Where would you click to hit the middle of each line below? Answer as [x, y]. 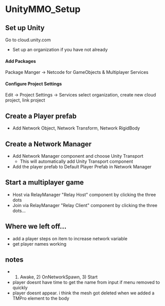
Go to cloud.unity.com [28, 40]
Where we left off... [36, 226]
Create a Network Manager [48, 144]
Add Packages [21, 61]
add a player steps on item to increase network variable [70, 238]
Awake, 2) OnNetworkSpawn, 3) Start [59, 277]
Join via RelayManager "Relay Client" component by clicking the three [85, 205]
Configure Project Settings [34, 83]
